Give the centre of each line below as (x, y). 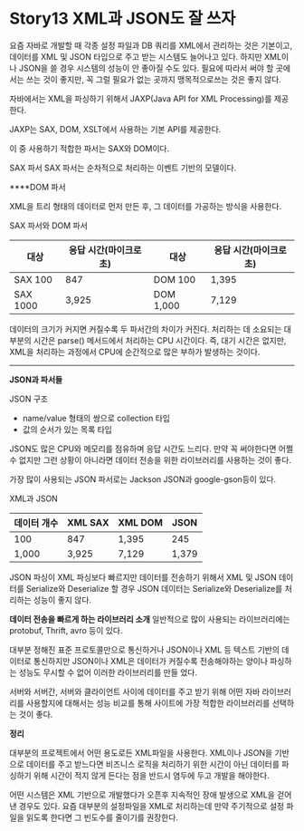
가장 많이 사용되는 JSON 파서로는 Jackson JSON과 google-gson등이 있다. (143, 479)
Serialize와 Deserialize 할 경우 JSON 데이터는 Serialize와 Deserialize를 (154, 588)
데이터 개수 (36, 523)
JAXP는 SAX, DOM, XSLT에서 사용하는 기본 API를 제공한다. (115, 129)
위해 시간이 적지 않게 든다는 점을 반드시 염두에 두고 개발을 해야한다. (151, 775)
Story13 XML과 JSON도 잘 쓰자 (123, 19)
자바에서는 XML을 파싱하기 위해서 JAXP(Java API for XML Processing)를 (141, 98)
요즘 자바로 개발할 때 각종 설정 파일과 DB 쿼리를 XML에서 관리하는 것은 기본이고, (151, 45)
